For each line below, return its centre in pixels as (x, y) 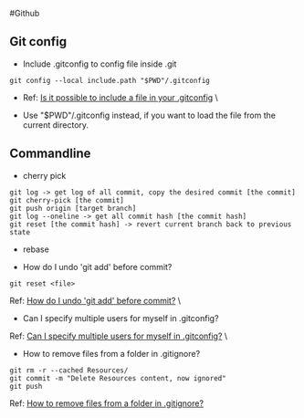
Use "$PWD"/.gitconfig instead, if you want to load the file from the (149, 115)
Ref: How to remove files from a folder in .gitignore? (106, 403)
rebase (36, 249)
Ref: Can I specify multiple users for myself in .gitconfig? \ (119, 336)
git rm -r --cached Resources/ (69, 370)
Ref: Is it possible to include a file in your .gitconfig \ (121, 97)
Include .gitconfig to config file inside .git (100, 64)
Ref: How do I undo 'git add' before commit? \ (95, 300)
